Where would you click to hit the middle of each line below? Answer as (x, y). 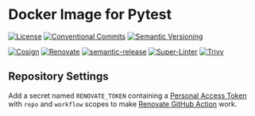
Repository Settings (58, 77)
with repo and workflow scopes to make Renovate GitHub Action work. (123, 103)
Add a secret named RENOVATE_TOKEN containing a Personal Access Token (128, 95)
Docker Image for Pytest (90, 15)
